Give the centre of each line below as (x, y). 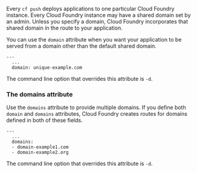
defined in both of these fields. (44, 121)
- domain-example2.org (40, 153)
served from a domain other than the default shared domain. (82, 46)
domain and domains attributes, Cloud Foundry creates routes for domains (97, 114)
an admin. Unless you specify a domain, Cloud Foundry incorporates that (97, 21)
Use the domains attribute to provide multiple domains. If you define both (96, 107)
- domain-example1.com (40, 147)
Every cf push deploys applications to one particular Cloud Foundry (90, 9)
